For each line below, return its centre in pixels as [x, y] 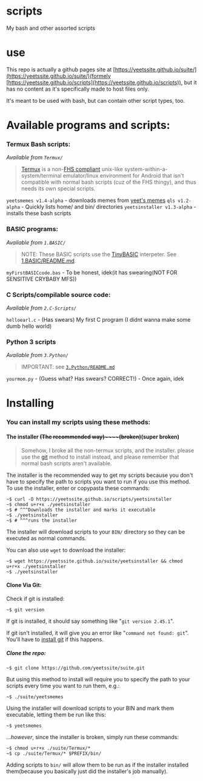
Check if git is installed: [35, 599]
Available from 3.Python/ [37, 355]
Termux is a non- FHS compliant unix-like [72, 169]
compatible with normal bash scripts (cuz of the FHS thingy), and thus [109, 182]
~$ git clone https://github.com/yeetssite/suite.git [76, 668]
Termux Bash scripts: [38, 144]
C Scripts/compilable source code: [58, 294]
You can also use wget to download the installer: [66, 550]
